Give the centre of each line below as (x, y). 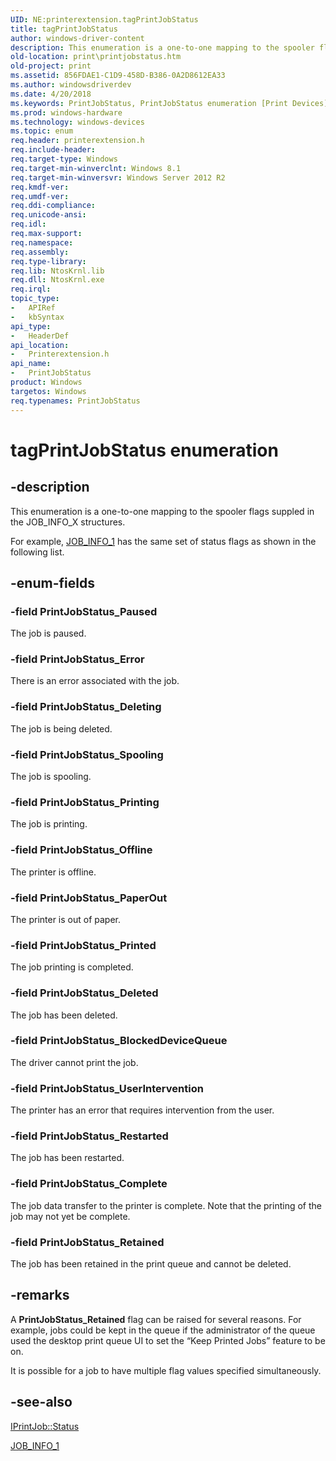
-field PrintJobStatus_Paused (84, 611)
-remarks (40, 1295)
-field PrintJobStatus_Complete (89, 1184)
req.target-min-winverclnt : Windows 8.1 (96, 168)
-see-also (41, 1402)
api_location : (40, 345)
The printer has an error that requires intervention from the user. (142, 1110)
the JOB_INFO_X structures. (68, 522)
